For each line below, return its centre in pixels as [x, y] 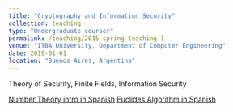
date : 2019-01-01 [38, 53]
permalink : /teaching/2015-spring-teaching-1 [86, 38]
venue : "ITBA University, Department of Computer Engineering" [117, 46]
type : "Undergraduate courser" [61, 31]
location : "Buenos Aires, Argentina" [72, 61]
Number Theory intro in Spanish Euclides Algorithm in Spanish [112, 99]
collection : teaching [45, 23]
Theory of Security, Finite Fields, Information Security [98, 83]
